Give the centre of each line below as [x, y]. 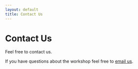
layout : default [22, 10]
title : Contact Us [24, 14]
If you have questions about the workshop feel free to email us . [69, 61]
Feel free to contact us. [29, 52]
